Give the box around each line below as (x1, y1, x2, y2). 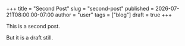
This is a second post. (6, 23, 61, 29)
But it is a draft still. (6, 34, 54, 41)
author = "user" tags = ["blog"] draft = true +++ (55, 11, 173, 18)
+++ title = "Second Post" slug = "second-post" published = (6, 5, 155, 12)
